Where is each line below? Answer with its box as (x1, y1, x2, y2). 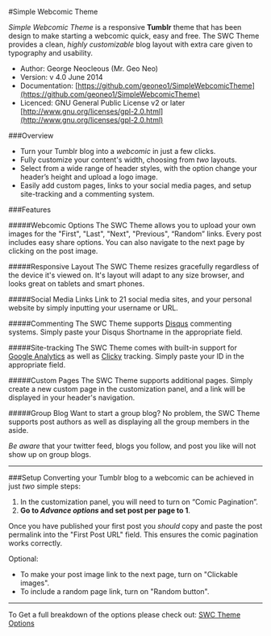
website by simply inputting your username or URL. (8, 303, 179, 313)
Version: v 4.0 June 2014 (19, 73, 103, 81)
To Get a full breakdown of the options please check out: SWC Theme (8, 610, 241, 619)
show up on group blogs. (8, 450, 91, 459)
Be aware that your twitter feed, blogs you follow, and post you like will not (8, 441, 256, 451)
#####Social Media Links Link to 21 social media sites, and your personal (8, 294, 252, 304)
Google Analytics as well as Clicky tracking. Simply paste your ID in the (8, 351, 244, 361)
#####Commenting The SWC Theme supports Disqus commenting (8, 318, 232, 328)
